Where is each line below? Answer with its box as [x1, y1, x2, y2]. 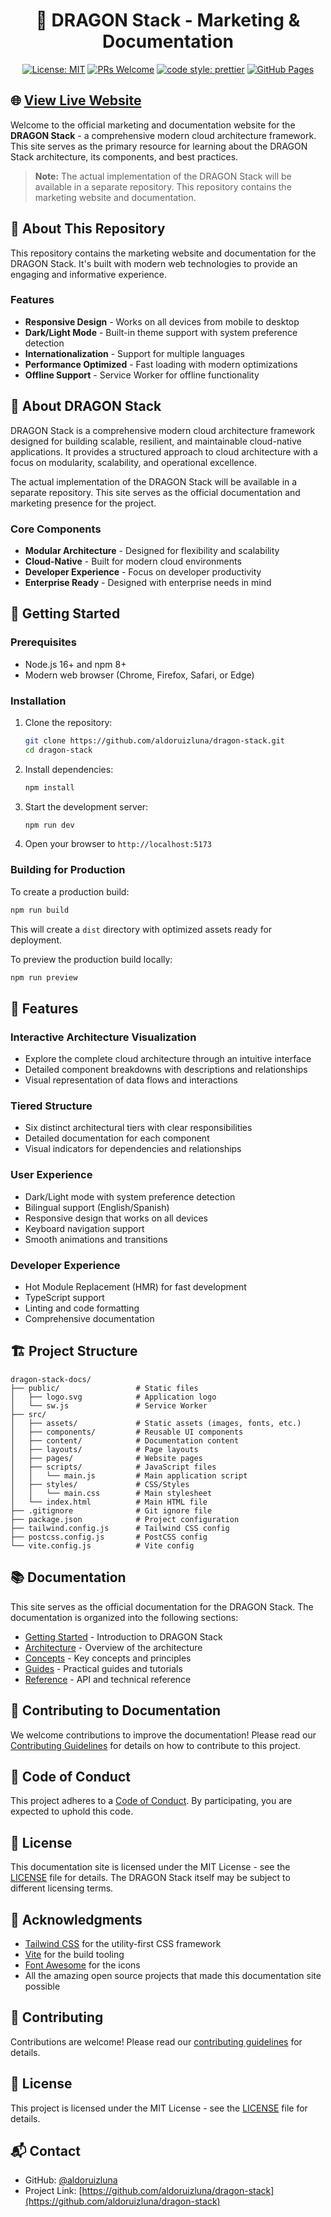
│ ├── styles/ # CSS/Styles [10, 1479, 190, 1489]
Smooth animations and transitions [24, 1233, 168, 1245]
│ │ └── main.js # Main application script [10, 1470, 248, 1481]
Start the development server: [24, 800, 149, 813]
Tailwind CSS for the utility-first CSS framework [24, 1937, 222, 1949]
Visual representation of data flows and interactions [24, 1074, 238, 1086]
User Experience [10, 1168, 93, 1182]
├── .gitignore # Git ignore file [10, 1505, 213, 1516]
